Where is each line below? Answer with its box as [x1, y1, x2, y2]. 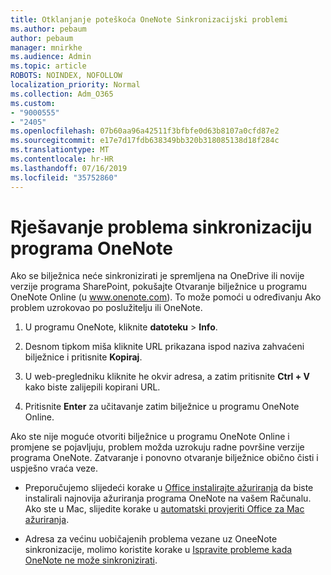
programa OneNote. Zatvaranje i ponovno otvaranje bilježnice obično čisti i [10, 452, 319, 464]
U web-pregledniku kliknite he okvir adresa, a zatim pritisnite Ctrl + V [24, 371, 311, 383]
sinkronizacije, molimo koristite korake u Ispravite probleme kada [24, 544, 293, 556]
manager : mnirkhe [10, 42, 83, 53]
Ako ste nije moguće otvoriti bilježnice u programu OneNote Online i [10, 431, 290, 443]
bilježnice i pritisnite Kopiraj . [24, 351, 143, 363]
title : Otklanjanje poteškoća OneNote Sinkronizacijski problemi [10, 14, 288, 25]
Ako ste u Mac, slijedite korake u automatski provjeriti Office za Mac [24, 503, 305, 515]
